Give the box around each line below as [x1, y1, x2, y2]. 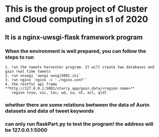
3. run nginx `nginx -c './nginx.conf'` [5, 77, 88, 82]
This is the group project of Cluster [5, 3, 148, 15]
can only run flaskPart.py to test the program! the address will [5, 120, 154, 127]
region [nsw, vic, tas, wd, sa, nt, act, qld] [11, 90, 107, 95]
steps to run [5, 53, 34, 60]
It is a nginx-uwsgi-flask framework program [5, 33, 143, 41]
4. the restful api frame [5, 82, 57, 86]
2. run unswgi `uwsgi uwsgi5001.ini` [5, 73, 81, 78]
